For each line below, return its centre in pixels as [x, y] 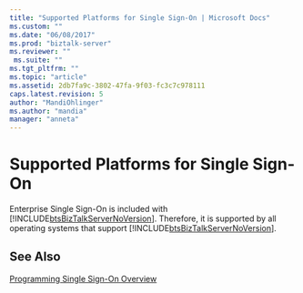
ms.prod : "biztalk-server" [61, 43]
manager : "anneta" [44, 119]
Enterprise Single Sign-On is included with [89, 209]
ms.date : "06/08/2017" [52, 35]
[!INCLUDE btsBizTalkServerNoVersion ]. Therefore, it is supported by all [143, 218]
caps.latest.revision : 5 [56, 94]
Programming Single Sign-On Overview [83, 278]
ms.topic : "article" [49, 77]
